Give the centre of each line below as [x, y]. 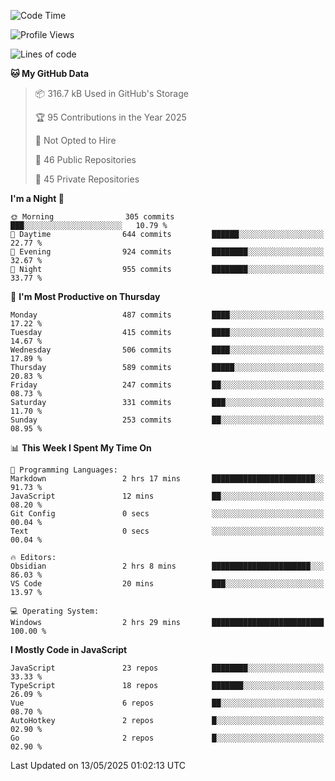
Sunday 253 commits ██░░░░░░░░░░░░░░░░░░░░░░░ [167, 420]
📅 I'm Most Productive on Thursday [85, 296]
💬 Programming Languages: [64, 470]
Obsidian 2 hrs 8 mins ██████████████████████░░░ [167, 566]
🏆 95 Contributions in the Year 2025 [110, 117]
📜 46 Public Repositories [85, 159]
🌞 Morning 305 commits [92, 217]
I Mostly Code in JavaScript [69, 649]
